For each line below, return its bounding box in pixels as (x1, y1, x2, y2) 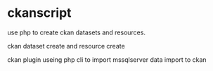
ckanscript (7, 5, 72, 21)
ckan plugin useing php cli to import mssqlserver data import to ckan (7, 55, 207, 64)
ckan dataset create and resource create (7, 41, 125, 50)
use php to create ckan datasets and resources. (7, 28, 146, 37)
